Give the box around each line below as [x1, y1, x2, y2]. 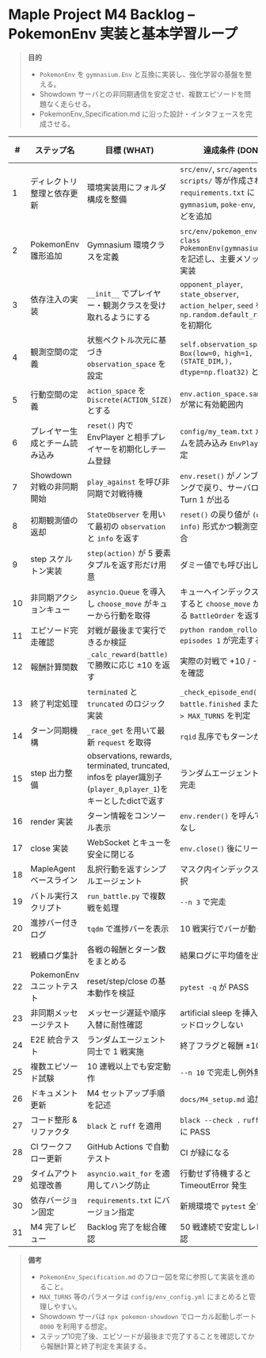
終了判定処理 [30, 698, 78, 709]
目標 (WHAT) [104, 144, 154, 155]
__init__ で [86, 288, 130, 299]
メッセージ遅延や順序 [86, 1007, 166, 1018]
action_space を [86, 384, 146, 396]
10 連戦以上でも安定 [86, 1061, 164, 1072]
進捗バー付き [30, 917, 78, 928]
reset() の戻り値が [180, 509, 251, 520]
